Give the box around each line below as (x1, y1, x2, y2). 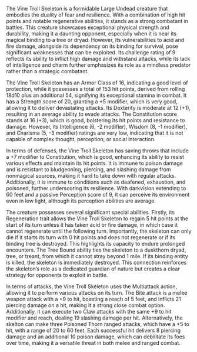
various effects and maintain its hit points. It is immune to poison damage (6, 159, 183, 167)
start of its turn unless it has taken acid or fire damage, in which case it (6, 221, 178, 228)
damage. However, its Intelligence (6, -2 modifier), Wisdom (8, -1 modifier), (6, 123, 188, 130)
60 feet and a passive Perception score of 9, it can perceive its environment (6, 191, 190, 198)
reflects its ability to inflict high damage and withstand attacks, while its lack (6, 56, 191, 62)
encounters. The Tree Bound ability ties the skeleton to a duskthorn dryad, (6, 246, 186, 253)
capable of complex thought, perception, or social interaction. (6, 136, 156, 142)
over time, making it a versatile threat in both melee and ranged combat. (6, 340, 181, 346)
